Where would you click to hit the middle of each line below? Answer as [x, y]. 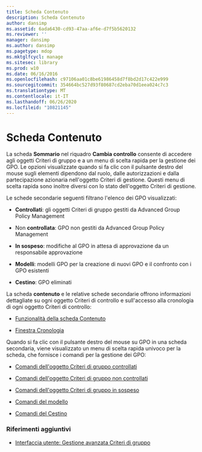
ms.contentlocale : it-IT [37, 96]
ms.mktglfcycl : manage [35, 57]
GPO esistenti [32, 270]
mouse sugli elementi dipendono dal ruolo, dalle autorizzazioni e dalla [93, 174]
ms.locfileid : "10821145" [39, 107]
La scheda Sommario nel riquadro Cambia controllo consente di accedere [99, 154]
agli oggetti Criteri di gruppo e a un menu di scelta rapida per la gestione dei [101, 160]
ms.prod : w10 [23, 68]
